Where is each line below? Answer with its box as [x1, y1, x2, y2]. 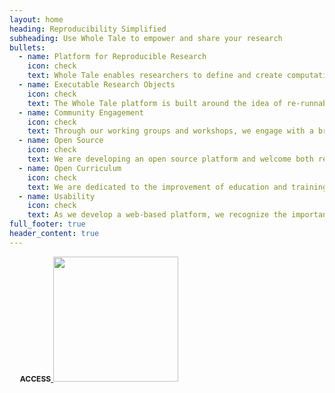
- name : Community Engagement [18, 107, 144, 118]
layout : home [9, 14, 64, 25]
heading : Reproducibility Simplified [9, 24, 167, 34]
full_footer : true [9, 219, 86, 230]
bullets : [9, 42, 46, 53]
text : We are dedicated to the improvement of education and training [27, 182, 328, 192]
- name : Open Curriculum [18, 163, 122, 173]
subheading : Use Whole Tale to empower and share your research [9, 33, 283, 43]
